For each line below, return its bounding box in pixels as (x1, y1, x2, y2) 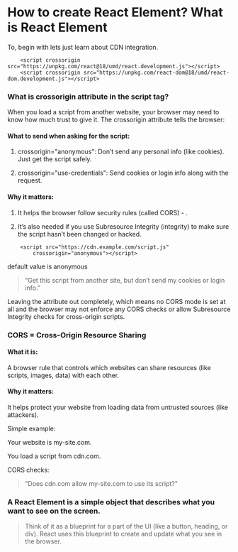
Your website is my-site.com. (7, 438, 92, 446)
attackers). (7, 410, 39, 419)
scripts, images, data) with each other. (7, 371, 120, 379)
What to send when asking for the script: (7, 131, 130, 140)
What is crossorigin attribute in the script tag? (7, 92, 169, 102)
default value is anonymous (7, 262, 88, 271)
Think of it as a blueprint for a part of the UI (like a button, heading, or (24, 522, 228, 531)
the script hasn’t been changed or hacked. (17, 229, 142, 238)
